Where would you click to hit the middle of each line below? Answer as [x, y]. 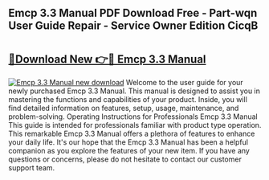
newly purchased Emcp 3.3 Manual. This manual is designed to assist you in [134, 91]
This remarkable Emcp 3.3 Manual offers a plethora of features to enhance [132, 133]
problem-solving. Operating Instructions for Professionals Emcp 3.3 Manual [133, 117]
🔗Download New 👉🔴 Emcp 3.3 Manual [107, 59]
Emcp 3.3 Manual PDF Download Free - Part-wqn [133, 13]
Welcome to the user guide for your [184, 82]
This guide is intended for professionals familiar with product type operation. [135, 125]
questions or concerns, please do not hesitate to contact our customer [125, 159]
